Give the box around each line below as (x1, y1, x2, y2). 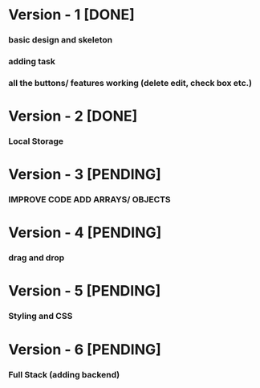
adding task (8, 56, 56, 67)
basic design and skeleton (8, 35, 113, 46)
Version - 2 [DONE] (8, 107, 138, 125)
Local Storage (8, 136, 64, 147)
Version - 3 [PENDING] (8, 165, 162, 184)
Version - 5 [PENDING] (8, 282, 161, 300)
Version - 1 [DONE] (8, 6, 135, 24)
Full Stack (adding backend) (8, 369, 120, 380)
